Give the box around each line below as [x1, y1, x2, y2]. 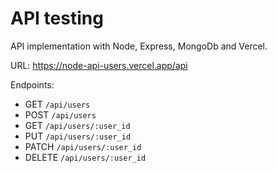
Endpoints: [10, 78, 55, 91]
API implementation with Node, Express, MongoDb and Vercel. [10, 40, 268, 52]
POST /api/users [24, 108, 97, 121]
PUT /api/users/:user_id [24, 130, 132, 142]
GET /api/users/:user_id [24, 119, 131, 131]
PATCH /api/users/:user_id [24, 140, 142, 152]
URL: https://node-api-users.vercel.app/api [10, 59, 188, 71]
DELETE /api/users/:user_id [24, 151, 147, 163]
